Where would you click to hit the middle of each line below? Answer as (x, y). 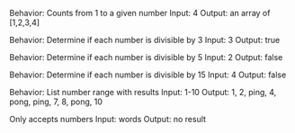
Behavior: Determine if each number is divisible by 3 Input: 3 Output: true (145, 40)
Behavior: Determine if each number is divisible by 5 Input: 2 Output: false (146, 57)
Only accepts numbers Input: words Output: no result (108, 119)
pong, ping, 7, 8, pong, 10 (56, 102)
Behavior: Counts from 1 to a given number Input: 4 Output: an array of (140, 13)
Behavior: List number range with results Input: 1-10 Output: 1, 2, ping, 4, (143, 92)
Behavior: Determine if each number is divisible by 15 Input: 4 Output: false (148, 75)
